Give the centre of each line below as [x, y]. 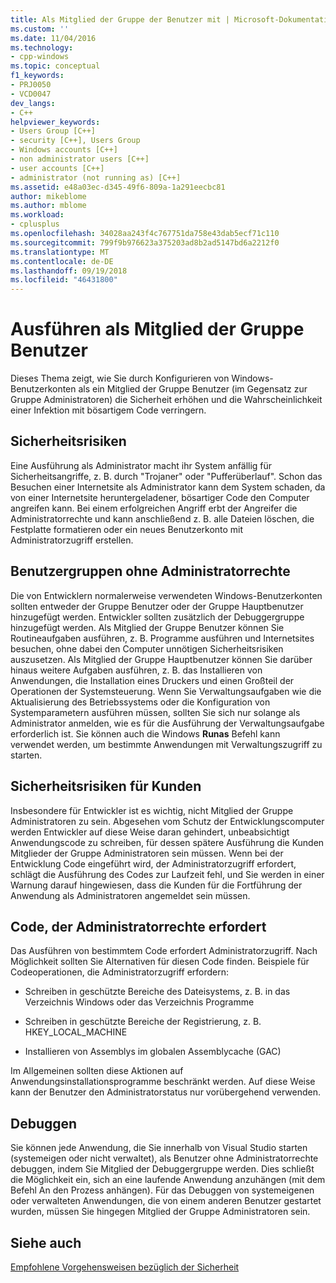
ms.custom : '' [40, 29]
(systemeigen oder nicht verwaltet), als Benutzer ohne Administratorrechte [164, 1158]
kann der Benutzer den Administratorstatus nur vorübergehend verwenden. [165, 1092]
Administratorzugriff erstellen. [72, 540]
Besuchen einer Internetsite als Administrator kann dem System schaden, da [168, 487]
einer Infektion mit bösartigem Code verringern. [108, 410]
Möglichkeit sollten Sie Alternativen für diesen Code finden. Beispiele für [160, 962]
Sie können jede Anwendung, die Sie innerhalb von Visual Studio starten [159, 1148]
